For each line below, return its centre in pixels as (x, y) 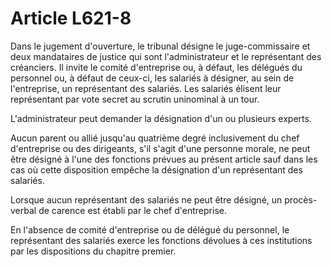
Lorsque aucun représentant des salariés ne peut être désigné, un (146, 199)
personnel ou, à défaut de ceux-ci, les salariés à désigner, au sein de (152, 78)
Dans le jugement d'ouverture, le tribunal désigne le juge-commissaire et (160, 46)
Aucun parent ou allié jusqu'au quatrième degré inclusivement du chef (155, 138)
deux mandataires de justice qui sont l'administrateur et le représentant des (166, 56)
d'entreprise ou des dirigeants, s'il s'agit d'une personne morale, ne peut (160, 148)
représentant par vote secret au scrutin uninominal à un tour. (135, 99)
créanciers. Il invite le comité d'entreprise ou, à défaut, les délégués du (156, 67)
